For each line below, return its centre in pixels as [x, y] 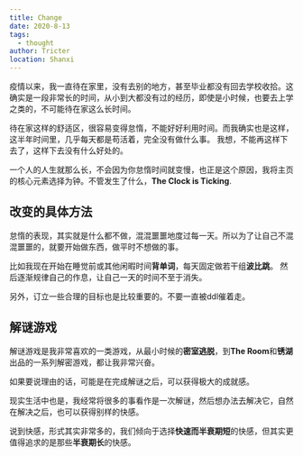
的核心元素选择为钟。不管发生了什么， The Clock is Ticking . [120, 181]
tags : [19, 34]
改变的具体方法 [51, 212]
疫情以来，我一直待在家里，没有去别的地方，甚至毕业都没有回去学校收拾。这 [151, 86]
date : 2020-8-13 [40, 26]
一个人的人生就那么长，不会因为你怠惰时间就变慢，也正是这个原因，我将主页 [151, 169]
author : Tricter [40, 51]
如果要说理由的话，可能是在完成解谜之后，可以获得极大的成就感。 [132, 381]
